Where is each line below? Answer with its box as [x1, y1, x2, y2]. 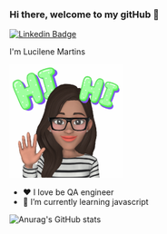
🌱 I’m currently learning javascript [22, 197, 149, 208]
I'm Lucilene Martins [9, 46, 86, 57]
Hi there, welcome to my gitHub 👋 [9, 8, 160, 21]
